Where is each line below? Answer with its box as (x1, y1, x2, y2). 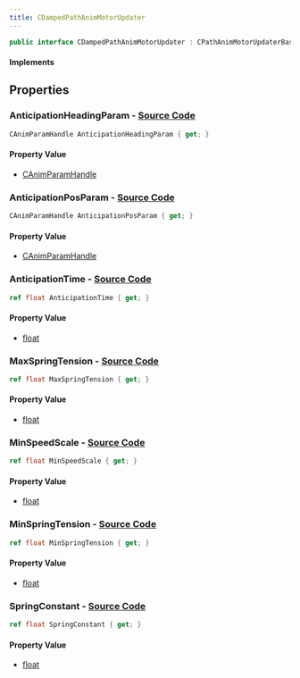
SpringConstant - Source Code (9, 599, 146, 612)
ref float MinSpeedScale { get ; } (9, 456, 138, 465)
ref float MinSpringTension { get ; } (9, 538, 150, 548)
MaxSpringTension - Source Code (9, 355, 159, 367)
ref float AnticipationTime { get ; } (9, 293, 150, 302)
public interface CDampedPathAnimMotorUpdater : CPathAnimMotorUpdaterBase (9, 38, 297, 46)
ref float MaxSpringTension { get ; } (9, 374, 150, 384)
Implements (9, 57, 55, 68)
